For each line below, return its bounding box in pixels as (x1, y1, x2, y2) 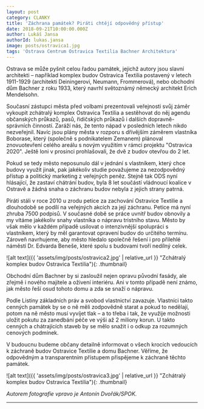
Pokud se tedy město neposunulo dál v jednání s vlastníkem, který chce (6, 159, 186, 167)
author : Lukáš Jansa (6, 32, 59, 38)
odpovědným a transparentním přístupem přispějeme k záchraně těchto (6, 353, 186, 361)
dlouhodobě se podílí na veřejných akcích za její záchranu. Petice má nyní (6, 203, 191, 211)
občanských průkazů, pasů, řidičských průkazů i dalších (6, 115, 147, 123)
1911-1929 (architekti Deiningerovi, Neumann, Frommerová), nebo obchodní (6, 78, 195, 85)
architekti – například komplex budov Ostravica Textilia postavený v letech (6, 71, 191, 79)
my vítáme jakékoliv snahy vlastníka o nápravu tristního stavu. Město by (6, 216, 186, 223)
